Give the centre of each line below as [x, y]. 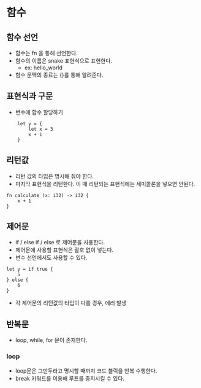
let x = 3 [41, 129]
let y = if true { [30, 270]
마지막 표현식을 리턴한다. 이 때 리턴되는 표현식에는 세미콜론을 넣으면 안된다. [105, 184]
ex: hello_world [44, 68]
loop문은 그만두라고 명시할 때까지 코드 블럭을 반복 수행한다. [86, 371]
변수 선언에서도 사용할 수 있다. [51, 258]
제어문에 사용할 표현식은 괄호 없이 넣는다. [64, 250]
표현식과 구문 [30, 96]
